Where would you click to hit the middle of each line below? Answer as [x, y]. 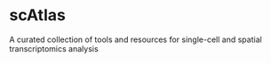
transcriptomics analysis [54, 48]
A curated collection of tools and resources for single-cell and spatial [135, 39]
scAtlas [38, 15]
